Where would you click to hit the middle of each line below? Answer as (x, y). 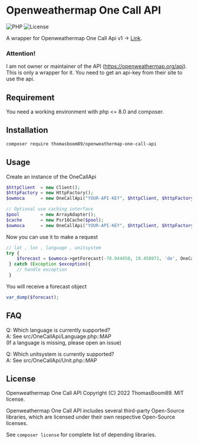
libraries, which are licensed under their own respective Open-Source (91, 417)
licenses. (17, 423)
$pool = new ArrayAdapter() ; (51, 215)
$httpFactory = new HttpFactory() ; (50, 193)
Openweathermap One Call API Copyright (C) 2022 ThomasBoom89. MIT (95, 393)
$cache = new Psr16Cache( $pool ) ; (55, 220)
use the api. (20, 79)
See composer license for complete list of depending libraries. (81, 435)
